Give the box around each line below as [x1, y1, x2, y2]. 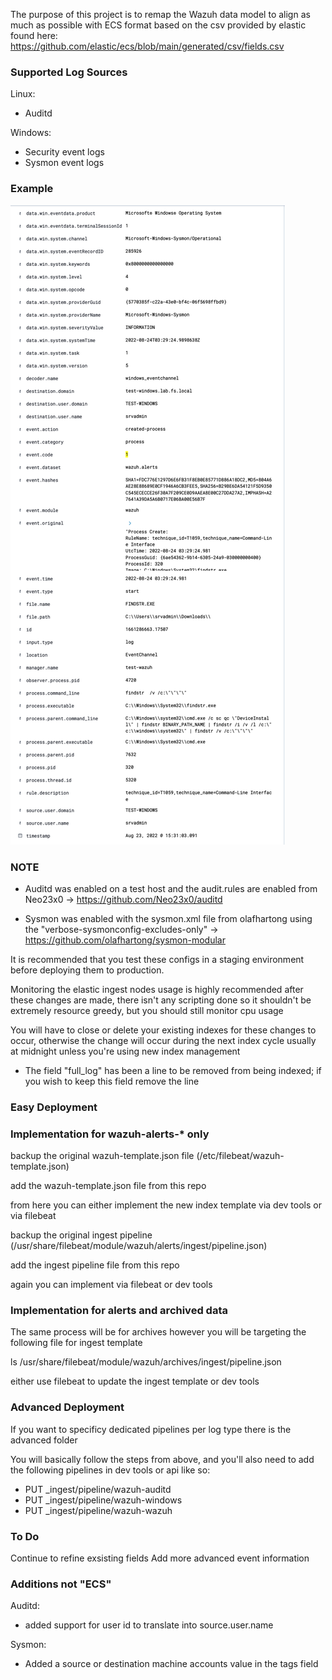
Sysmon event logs [24, 157, 105, 169]
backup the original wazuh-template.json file [10, 1150, 195, 1162]
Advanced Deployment [10, 1400, 125, 1414]
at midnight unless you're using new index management [10, 1045, 241, 1057]
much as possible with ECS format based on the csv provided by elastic [10, 19, 307, 31]
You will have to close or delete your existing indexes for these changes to [10, 1024, 317, 1036]
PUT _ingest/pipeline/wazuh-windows [24, 1494, 183, 1506]
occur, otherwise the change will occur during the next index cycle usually [10, 1034, 317, 1046]
